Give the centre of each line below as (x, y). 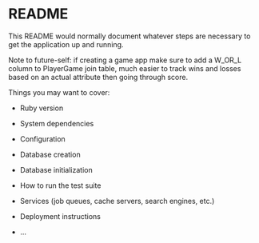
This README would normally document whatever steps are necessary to (129, 36)
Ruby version (42, 108)
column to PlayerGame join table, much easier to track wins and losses (125, 68)
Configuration (42, 139)
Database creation (50, 154)
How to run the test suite (60, 185)
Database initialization (56, 169)
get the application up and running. (66, 44)
